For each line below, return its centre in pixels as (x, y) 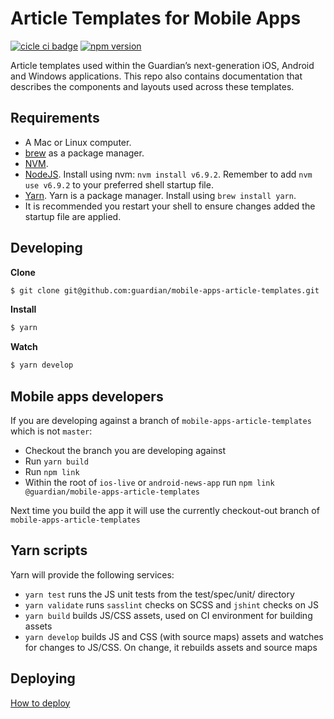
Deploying (43, 678)
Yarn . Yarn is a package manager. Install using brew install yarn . (160, 195)
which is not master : (51, 431)
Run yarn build (56, 461)
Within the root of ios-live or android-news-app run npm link (149, 482)
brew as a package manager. (84, 153)
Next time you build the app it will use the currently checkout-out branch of (165, 510)
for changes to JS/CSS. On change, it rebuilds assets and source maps (171, 647)
